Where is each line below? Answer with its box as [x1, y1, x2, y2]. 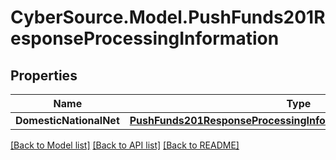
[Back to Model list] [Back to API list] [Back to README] [10, 139, 240, 151]
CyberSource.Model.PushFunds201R [10, 6, 326, 29]
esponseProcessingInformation [10, 27, 280, 50]
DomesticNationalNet [15, 114, 120, 127]
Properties [10, 67, 78, 84]
